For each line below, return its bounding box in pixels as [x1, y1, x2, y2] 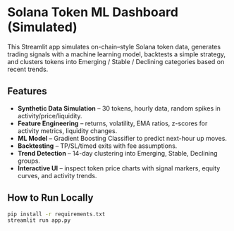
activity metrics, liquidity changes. [17, 126, 118, 135]
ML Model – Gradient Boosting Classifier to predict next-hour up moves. [17, 134, 228, 142]
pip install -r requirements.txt [7, 211, 106, 218]
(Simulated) [7, 19, 78, 35]
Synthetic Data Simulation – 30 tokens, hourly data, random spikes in [17, 104, 221, 113]
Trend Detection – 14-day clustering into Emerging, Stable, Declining [17, 149, 218, 157]
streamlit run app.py [7, 217, 71, 224]
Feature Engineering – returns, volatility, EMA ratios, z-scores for [17, 119, 208, 127]
